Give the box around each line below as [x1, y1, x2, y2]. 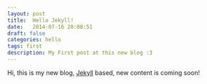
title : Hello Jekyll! [7, 17, 74, 24]
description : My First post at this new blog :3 [7, 50, 153, 57]
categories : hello [7, 36, 61, 43]
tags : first [7, 43, 42, 50]
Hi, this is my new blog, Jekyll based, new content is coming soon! [7, 68, 201, 77]
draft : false [7, 29, 46, 37]
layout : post [7, 10, 46, 17]
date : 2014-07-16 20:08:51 [7, 23, 93, 30]
